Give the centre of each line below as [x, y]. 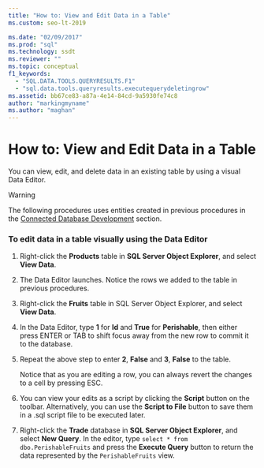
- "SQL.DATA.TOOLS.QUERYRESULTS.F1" [75, 81]
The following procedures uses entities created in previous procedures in [127, 211]
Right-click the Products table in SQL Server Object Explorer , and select [138, 256]
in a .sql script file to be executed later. [82, 415]
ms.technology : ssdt [42, 52]
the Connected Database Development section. [85, 219]
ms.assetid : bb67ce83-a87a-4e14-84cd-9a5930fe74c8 [93, 95]
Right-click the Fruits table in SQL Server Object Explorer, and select [131, 304]
